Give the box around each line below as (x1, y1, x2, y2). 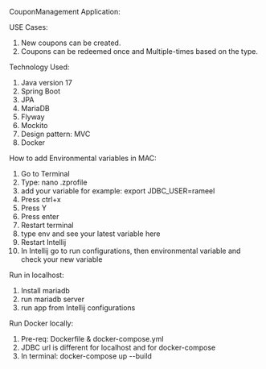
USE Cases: (9, 23, 48, 31)
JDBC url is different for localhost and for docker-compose (20, 342, 216, 352)
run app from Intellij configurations (20, 303, 136, 313)
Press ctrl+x (20, 195, 61, 204)
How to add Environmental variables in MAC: (9, 153, 158, 163)
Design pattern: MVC (20, 129, 91, 139)
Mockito (20, 121, 48, 130)
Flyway (20, 112, 45, 122)
